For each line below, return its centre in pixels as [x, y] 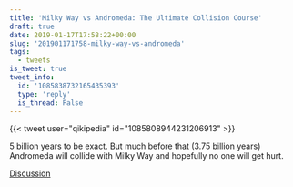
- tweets [34, 60]
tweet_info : [32, 78]
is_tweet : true [38, 69]
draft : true [32, 26]
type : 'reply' [44, 94]
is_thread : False [51, 103]
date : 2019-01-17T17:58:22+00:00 [73, 35]
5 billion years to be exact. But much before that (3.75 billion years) [135, 146]
